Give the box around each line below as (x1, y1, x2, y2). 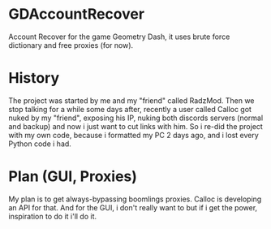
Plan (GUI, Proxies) (8, 167, 138, 186)
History (8, 69, 60, 88)
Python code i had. (8, 139, 71, 149)
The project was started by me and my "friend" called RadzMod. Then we (8, 95, 255, 106)
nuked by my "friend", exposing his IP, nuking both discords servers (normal (8, 113, 264, 123)
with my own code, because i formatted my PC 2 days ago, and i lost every (8, 130, 260, 140)
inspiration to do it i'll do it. (8, 211, 97, 221)
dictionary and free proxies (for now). (8, 40, 134, 50)
